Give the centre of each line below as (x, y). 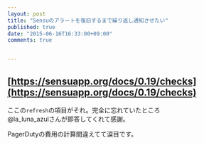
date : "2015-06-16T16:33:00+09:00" (60, 34)
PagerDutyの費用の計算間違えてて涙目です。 (73, 134)
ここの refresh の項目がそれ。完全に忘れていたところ (84, 110)
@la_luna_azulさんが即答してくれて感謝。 (68, 119)
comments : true (30, 40)
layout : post (27, 14)
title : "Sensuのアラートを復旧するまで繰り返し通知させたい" (88, 21)
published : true (31, 27)
